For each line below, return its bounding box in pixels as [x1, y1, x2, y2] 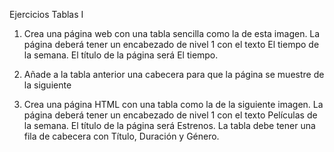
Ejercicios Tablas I [9, 9, 84, 20]
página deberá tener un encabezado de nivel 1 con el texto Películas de [23, 109, 318, 121]
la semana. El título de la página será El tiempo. [23, 49, 219, 61]
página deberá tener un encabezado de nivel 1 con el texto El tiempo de [23, 39, 320, 50]
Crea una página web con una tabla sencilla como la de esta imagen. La [23, 28, 321, 39]
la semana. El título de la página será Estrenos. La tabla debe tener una [23, 120, 316, 131]
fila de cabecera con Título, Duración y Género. [23, 130, 220, 142]
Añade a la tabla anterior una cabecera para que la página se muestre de [23, 69, 325, 80]
